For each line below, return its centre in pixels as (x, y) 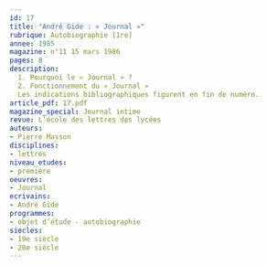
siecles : (26, 230)
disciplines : (34, 145)
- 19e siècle (34, 239)
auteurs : (26, 129)
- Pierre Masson (40, 137)
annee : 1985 (32, 43)
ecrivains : (30, 197)
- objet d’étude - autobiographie (75, 222)
